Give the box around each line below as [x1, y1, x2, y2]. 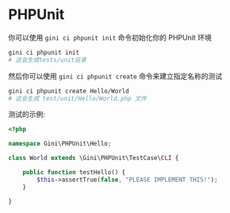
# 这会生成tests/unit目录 [8, 55, 87, 64]
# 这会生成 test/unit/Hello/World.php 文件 [8, 94, 147, 102]
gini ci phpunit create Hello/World [8, 87, 129, 95]
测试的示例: [8, 109, 46, 120]
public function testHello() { [22, 169, 126, 177]
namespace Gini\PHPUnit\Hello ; [8, 140, 112, 148]
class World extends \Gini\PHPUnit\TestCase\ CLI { [8, 154, 179, 162]
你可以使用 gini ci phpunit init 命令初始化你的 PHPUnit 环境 [8, 32, 212, 42]
